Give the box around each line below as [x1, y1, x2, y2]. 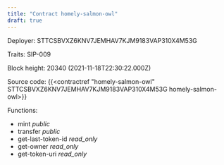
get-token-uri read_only [17, 149, 87, 158]
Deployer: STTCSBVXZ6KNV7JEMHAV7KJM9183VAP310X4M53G [7, 36, 197, 44]
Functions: [7, 106, 38, 114]
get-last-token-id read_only [17, 135, 98, 143]
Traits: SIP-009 [7, 50, 51, 59]
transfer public [17, 127, 61, 135]
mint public [17, 119, 51, 128]
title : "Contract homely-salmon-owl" [7, 10, 118, 18]
